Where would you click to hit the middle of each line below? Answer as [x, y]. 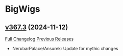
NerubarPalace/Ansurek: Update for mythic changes [65, 48]
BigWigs [23, 9]
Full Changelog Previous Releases [39, 39]
